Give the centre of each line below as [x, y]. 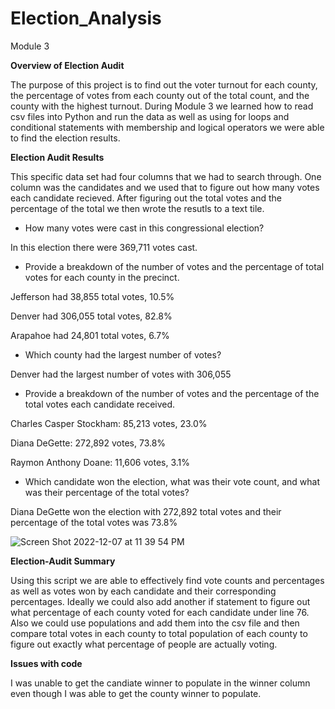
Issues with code [46, 663]
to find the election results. [65, 138]
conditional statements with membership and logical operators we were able [167, 127]
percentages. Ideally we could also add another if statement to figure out [160, 601]
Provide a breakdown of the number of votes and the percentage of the [172, 393]
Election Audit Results [57, 157]
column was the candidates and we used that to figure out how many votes [165, 187]
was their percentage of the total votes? [107, 492]
